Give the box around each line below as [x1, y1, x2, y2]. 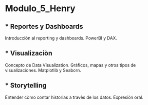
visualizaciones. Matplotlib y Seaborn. [5, 67, 81, 73]
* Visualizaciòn [5, 49, 53, 57]
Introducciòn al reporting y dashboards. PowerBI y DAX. [5, 35, 117, 41]
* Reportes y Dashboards [5, 22, 83, 31]
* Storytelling [5, 81, 47, 90]
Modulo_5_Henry [5, 3, 75, 14]
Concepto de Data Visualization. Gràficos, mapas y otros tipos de [5, 62, 136, 68]
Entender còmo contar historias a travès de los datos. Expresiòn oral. [5, 94, 144, 100]
